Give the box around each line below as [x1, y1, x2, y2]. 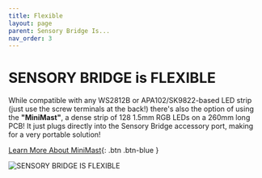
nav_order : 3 [8, 34, 53, 43]
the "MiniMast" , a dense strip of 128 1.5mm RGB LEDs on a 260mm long [8, 113, 251, 122]
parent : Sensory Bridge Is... [8, 27, 111, 35]
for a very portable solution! [8, 130, 101, 139]
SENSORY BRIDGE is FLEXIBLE [8, 69, 216, 87]
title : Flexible [8, 11, 63, 20]
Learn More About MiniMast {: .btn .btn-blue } [8, 146, 159, 155]
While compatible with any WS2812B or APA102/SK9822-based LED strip [8, 96, 252, 106]
